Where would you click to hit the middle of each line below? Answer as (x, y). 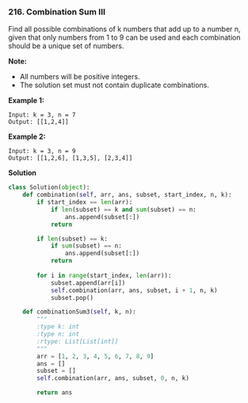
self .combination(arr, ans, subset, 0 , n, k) (113, 378)
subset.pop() (72, 297)
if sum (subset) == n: (86, 246)
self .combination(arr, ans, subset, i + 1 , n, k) (134, 290)
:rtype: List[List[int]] (78, 341)
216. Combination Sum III (57, 12)
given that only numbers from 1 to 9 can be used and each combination (124, 37)
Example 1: (27, 101)
